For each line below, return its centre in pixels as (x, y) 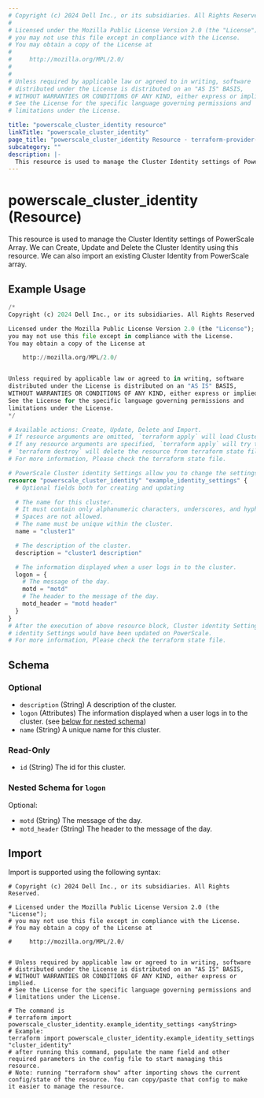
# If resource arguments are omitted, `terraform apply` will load (121, 437)
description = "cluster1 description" (79, 553)
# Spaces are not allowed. (59, 517)
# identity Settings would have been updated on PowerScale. (110, 633)
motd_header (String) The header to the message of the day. (116, 828)
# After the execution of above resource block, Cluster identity (119, 626)
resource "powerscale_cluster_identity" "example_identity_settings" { (128, 480)
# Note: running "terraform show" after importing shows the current (125, 1073)
